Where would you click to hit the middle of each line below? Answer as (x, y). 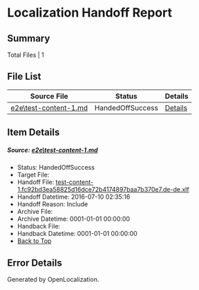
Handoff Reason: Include (53, 204)
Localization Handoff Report (90, 13)
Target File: (33, 175)
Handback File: (39, 226)
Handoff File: (36, 182)
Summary (29, 38)
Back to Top (34, 241)
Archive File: (35, 212)
